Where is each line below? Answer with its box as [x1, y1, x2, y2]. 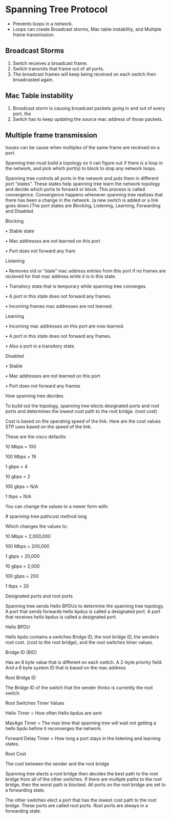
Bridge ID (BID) [5, 649, 37, 656]
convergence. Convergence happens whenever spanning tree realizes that [5, 192, 163, 198]
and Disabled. [5, 208, 35, 214]
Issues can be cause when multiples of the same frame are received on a [5, 144, 160, 151]
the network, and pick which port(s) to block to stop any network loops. [5, 166, 157, 172]
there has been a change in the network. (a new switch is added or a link [5, 197, 159, 204]
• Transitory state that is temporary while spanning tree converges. [5, 283, 147, 289]
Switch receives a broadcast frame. [12, 60, 88, 66]
